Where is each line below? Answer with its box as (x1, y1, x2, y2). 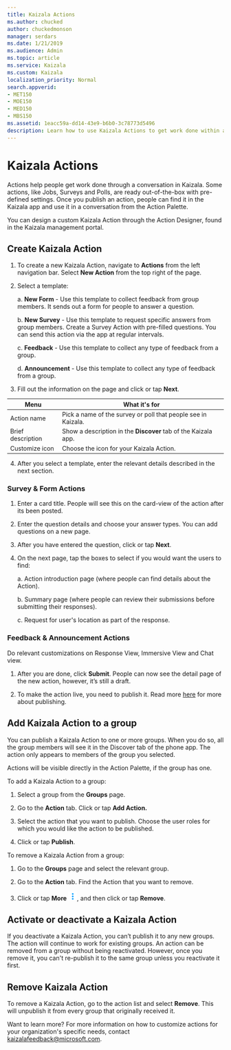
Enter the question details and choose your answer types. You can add (16, 520, 218, 528)
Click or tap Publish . (16, 837, 76, 846)
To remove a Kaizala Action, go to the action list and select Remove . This (7, 1000, 214, 1008)
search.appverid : (7, 83, 57, 91)
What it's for (122, 400, 160, 409)
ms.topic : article (7, 55, 60, 62)
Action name (10, 414, 46, 422)
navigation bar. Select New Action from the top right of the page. (16, 268, 201, 277)
